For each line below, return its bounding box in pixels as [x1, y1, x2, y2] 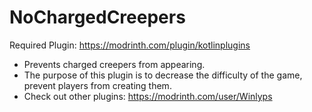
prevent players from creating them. [23, 79, 172, 91]
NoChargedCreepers [9, 6, 186, 29]
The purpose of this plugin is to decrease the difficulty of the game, [23, 69, 303, 81]
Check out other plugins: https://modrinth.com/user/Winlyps [23, 90, 273, 102]
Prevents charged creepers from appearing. [23, 58, 206, 70]
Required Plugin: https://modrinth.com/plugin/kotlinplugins [9, 39, 251, 51]
